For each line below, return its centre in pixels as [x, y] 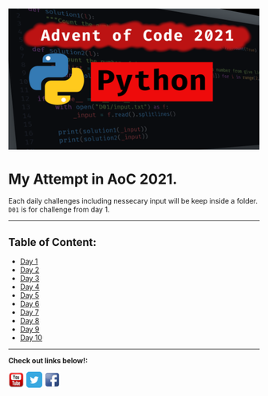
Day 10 [31, 338]
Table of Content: [53, 242]
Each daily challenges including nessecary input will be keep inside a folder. [133, 201]
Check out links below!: [48, 361]
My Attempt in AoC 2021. [93, 179]
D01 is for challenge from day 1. [59, 210]
